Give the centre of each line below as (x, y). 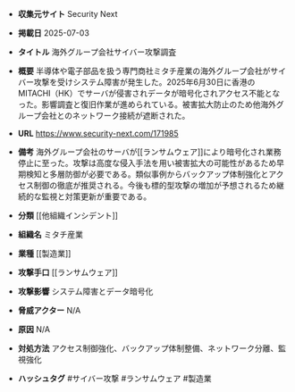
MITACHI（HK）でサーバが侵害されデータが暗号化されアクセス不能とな (149, 93)
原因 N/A (34, 329)
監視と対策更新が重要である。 (97, 196)
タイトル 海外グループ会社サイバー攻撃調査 (97, 52)
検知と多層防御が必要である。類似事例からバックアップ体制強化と (147, 174)
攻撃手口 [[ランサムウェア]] (67, 272)
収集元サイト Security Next (67, 14)
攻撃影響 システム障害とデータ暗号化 (85, 291)
